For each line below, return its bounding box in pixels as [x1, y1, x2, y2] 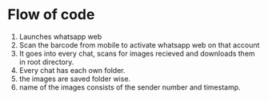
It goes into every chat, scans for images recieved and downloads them [18, 48, 255, 58]
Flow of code [7, 6, 95, 24]
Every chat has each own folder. [18, 65, 126, 75]
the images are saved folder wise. [18, 74, 131, 83]
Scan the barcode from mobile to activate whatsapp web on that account [18, 40, 260, 49]
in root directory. [18, 57, 74, 67]
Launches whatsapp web [18, 32, 102, 41]
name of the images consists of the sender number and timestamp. [18, 82, 241, 92]
